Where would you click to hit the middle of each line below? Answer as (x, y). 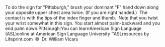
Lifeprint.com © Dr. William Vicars (42, 39)
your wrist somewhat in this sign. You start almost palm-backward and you (82, 23)
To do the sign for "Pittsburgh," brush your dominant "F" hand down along (82, 7)
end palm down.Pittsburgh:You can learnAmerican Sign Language (73, 28)
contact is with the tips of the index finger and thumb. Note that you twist (81, 18)
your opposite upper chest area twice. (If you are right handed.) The (76, 12)
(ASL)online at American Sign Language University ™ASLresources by (77, 34)
